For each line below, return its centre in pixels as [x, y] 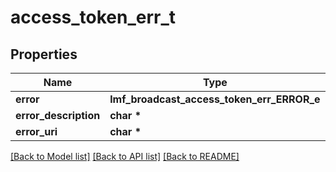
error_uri [36, 131]
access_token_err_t [93, 17]
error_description [58, 115]
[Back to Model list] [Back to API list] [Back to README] [125, 156]
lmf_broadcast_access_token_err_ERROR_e [215, 99]
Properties [44, 54]
